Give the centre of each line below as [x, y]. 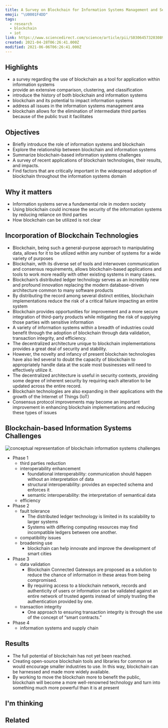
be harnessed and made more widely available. [61, 671]
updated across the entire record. [47, 386]
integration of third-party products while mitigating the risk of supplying [86, 317]
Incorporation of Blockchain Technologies [72, 236]
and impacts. [26, 166]
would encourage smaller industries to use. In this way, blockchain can [85, 666]
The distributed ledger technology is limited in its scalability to [91, 516]
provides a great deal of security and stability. [60, 349]
